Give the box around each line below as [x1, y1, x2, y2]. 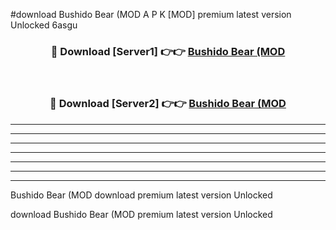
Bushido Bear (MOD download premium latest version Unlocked [10, 189, 273, 201]
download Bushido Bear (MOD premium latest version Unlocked [10, 208, 273, 220]
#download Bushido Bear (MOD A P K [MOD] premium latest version [10, 9, 292, 20]
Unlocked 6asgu [10, 19, 78, 31]
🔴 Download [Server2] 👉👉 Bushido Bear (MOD [49, 97, 287, 111]
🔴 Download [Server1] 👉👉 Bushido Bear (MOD [50, 44, 286, 58]
